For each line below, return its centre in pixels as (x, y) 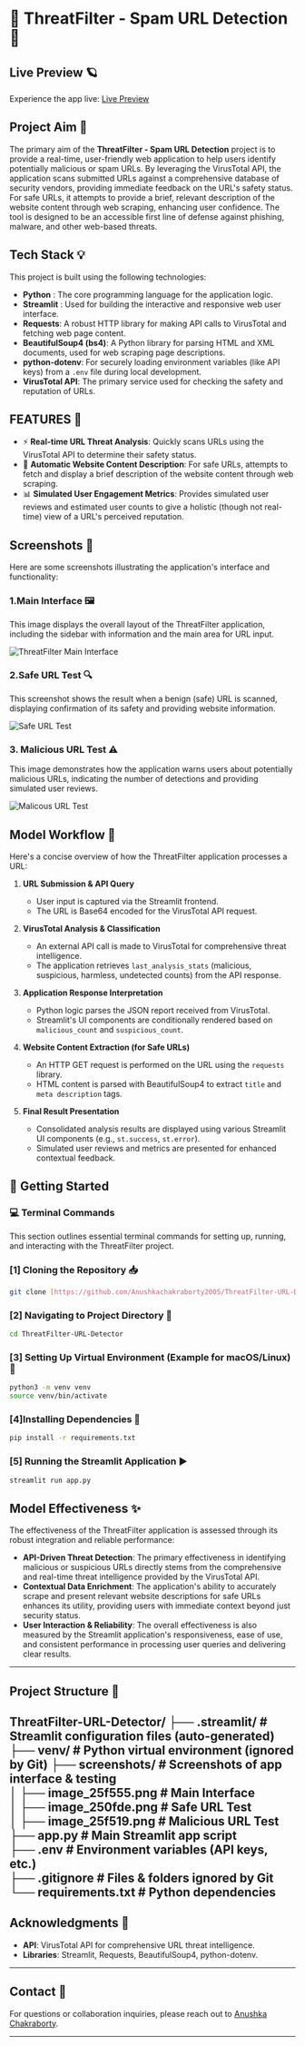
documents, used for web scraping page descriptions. (124, 352)
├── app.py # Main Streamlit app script (123, 1835)
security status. (52, 1616)
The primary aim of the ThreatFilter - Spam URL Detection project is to (143, 149)
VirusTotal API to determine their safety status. (109, 455)
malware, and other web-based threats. (84, 226)
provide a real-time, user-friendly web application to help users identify (143, 159)
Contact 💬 (38, 1992)
